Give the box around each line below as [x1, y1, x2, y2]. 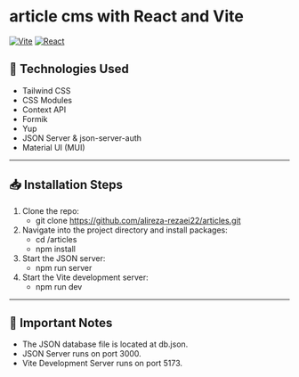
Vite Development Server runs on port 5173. [21, 358, 183, 369]
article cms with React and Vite [9, 6, 245, 27]
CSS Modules [21, 94, 73, 105]
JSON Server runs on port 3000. [21, 348, 142, 359]
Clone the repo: [21, 205, 80, 216]
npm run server [35, 262, 93, 273]
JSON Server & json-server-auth [21, 132, 142, 143]
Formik [21, 113, 48, 124]
